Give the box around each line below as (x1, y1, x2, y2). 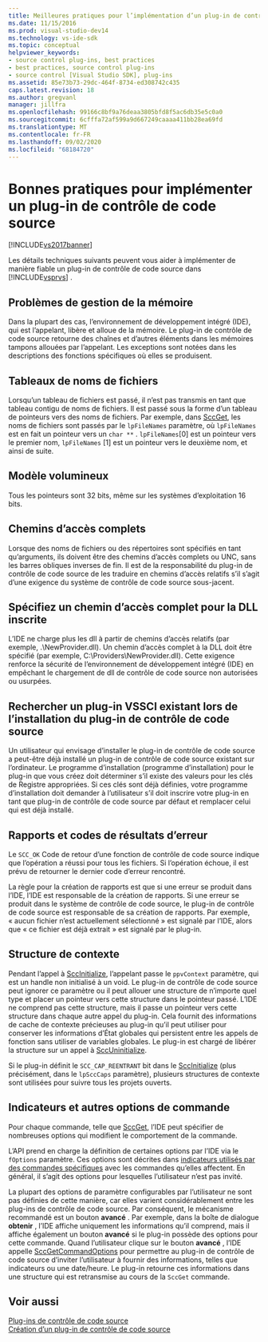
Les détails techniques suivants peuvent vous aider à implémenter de (8, 256, 236, 265)
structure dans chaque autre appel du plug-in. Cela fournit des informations (8, 1011, 257, 1021)
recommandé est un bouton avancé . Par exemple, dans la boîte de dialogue (8, 1212, 259, 1222)
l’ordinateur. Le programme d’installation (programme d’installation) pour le (8, 763, 254, 772)
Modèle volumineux (8, 469, 109, 483)
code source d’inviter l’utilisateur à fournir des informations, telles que (8, 1255, 238, 1265)
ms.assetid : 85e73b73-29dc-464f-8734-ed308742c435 (8, 78, 180, 86)
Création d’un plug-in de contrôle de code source (8, 1324, 171, 1334)
